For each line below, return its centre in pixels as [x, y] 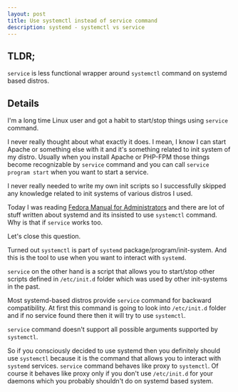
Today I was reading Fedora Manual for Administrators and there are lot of [116, 207]
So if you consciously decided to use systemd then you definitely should [114, 351]
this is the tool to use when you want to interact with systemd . [97, 258]
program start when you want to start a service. [78, 172]
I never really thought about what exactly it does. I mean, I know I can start [117, 142]
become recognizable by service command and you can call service [108, 164]
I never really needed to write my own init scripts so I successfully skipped [117, 186]
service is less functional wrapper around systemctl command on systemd [117, 73]
